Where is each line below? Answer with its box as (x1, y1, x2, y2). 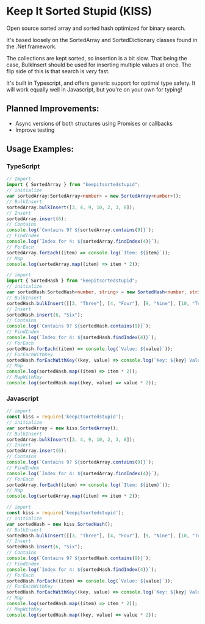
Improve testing (15, 126, 55, 134)
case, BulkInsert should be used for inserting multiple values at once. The (6, 61, 192, 68)
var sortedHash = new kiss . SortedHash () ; (6, 521, 113, 527)
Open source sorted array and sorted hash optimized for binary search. (6, 24, 186, 32)
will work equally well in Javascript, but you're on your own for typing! (6, 85, 182, 93)
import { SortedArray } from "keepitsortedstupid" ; (6, 182, 140, 188)
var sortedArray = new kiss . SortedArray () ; (6, 425, 119, 431)
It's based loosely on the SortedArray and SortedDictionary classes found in (6, 36, 198, 43)
